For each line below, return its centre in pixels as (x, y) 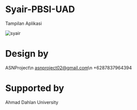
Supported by (35, 88)
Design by (27, 54)
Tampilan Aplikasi (24, 23)
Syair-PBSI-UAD (40, 9)
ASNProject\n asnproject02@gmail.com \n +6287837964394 (68, 67)
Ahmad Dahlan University (32, 102)
